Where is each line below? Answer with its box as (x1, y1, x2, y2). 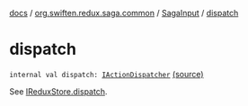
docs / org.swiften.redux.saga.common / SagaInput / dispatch (9, 8, 239, 18)
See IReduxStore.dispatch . (9, 85, 108, 97)
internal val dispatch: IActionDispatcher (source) (9, 68, 204, 79)
